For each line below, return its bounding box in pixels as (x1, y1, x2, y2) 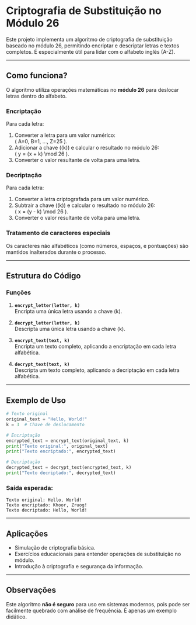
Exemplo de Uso (6, 395, 66, 405)
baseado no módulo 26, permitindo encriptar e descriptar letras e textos (6, 42, 180, 49)
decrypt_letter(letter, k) (14, 320, 80, 326)
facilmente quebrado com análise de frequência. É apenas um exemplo (6, 607, 177, 614)
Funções (6, 288, 31, 296)
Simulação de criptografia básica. (14, 544, 96, 551)
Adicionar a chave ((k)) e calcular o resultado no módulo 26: (14, 144, 159, 151)
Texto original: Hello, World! (6, 497, 82, 503)
